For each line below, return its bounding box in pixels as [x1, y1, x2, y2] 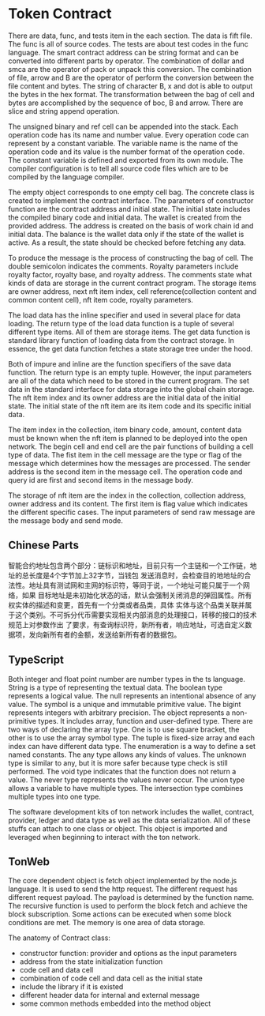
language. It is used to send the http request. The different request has [8, 884, 238, 894]
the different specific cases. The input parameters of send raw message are [8, 507, 256, 517]
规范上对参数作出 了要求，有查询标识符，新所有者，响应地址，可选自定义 [8, 619, 245, 629]
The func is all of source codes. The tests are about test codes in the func [8, 39, 248, 48]
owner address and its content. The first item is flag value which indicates [8, 499, 248, 508]
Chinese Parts [8, 539, 79, 552]
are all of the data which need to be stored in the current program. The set [8, 376, 250, 386]
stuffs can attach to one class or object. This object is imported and [8, 823, 228, 833]
